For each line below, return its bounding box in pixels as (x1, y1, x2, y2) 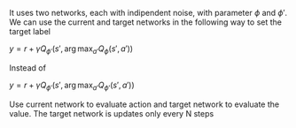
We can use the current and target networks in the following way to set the (9, 17, 282, 27)
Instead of (9, 62, 47, 73)
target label (9, 26, 51, 36)
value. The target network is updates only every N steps (9, 108, 214, 118)
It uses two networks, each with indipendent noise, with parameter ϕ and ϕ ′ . (9, 8, 288, 18)
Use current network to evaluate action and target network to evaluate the (9, 99, 280, 109)
